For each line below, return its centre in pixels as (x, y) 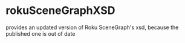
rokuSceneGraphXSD (60, 11)
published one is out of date (41, 33)
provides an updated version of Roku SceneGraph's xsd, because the (92, 27)
